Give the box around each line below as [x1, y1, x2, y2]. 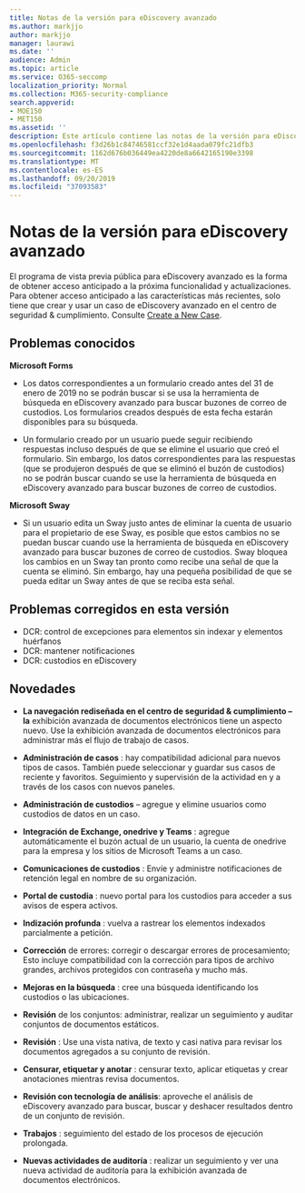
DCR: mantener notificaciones [22, 645, 135, 656]
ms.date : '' [9, 47, 54, 56]
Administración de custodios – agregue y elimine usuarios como [22, 798, 267, 809]
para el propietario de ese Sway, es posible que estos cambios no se [22, 526, 280, 537]
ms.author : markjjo [9, 22, 84, 31]
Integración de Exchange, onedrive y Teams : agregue [22, 826, 230, 837]
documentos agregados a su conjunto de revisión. [22, 1046, 211, 1057]
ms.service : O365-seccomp [9, 73, 107, 82]
